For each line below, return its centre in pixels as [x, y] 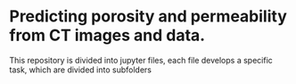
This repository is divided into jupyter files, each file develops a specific [141, 60]
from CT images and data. [107, 35]
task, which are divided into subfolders [80, 70]
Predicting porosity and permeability [148, 17]
